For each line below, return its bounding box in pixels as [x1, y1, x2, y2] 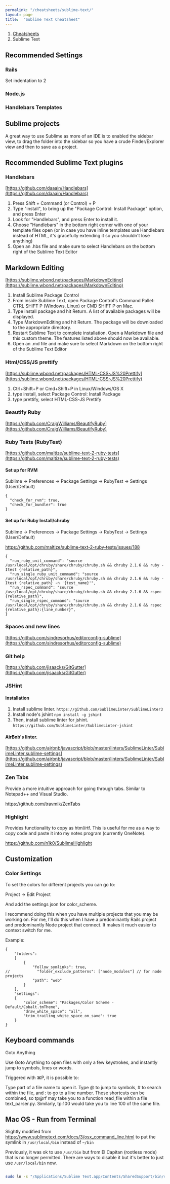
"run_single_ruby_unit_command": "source [10, 571, 99, 577]
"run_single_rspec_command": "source [10, 598, 90, 603]
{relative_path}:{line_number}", [5, 607, 76, 612]
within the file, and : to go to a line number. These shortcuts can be [5, 1090, 145, 1096]
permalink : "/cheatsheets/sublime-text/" [5, 7, 94, 13]
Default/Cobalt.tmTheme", [5, 1004, 60, 1010]
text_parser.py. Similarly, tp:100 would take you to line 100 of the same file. [5, 1100, 161, 1106]
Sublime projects [5, 120, 60, 128]
